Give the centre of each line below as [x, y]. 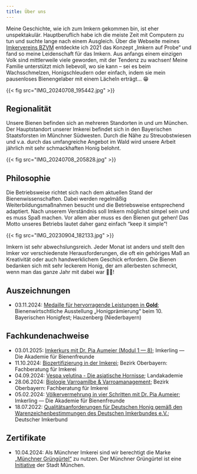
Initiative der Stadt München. [50, 465]
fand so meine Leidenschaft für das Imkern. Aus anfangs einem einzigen [94, 53]
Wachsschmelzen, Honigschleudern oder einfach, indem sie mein [86, 72]
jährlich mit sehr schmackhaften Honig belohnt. [64, 148]
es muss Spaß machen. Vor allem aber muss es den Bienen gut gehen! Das [97, 218]
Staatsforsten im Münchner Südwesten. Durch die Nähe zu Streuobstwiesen [99, 136]
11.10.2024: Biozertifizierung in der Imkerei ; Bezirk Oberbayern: [91, 363]
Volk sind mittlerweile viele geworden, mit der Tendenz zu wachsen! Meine [97, 60]
